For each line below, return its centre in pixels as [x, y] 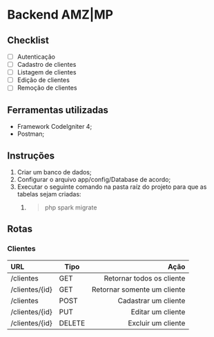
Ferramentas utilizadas [58, 110]
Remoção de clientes [47, 88]
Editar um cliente [158, 312]
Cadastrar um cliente [152, 300]
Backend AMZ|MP [60, 15]
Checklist [28, 40]
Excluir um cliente [156, 323]
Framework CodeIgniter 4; [55, 127]
